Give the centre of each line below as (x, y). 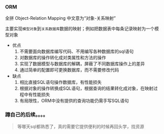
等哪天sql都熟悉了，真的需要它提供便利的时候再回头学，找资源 (81, 126)
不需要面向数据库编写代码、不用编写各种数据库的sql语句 (77, 51)
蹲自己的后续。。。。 (27, 115)
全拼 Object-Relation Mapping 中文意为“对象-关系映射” (60, 18)
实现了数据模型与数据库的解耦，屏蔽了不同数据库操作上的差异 (82, 64)
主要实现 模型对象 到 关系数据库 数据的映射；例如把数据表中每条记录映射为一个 (80, 29)
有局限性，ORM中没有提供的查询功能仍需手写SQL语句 (74, 101)
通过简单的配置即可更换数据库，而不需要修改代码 (69, 70)
